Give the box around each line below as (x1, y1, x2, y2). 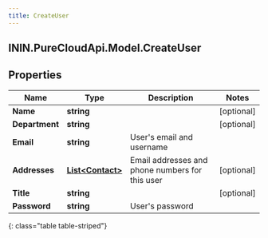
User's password (130, 200, 194, 212)
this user (130, 174, 163, 185)
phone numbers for (130, 165, 203, 176)
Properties (8, 69, 62, 82)
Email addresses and (130, 154, 208, 165)
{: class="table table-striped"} (8, 220, 108, 230)
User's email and (130, 131, 194, 142)
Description (148, 92, 194, 103)
